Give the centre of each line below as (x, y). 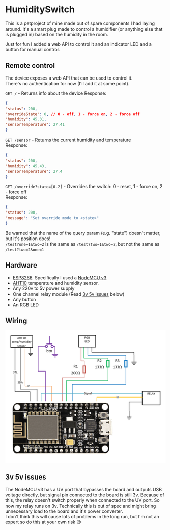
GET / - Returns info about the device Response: (56, 93)
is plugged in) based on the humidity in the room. (57, 34)
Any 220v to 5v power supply (44, 288)
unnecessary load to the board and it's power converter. (64, 511)
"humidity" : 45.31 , (26, 119)
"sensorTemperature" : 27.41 (35, 125)
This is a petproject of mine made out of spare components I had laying (80, 23)
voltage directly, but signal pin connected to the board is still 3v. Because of (85, 495)
